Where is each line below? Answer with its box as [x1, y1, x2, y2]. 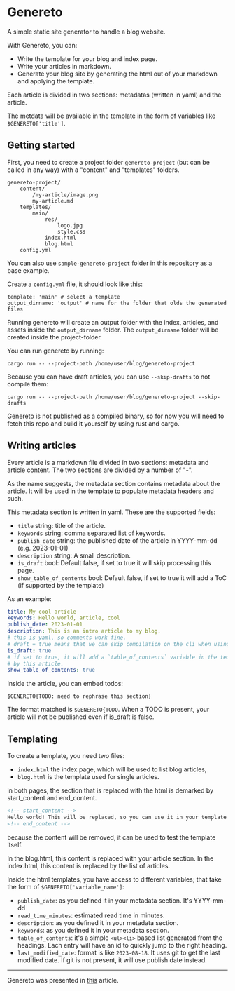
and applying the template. [17, 76, 95, 85]
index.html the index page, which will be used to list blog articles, [17, 765, 207, 774]
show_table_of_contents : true [7, 667, 96, 674]
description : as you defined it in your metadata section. [17, 918, 179, 926]
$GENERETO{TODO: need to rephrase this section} [7, 693, 152, 700]
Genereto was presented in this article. [7, 976, 119, 984]
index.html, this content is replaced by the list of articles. [7, 861, 170, 870]
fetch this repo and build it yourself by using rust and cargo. [7, 419, 180, 428]
